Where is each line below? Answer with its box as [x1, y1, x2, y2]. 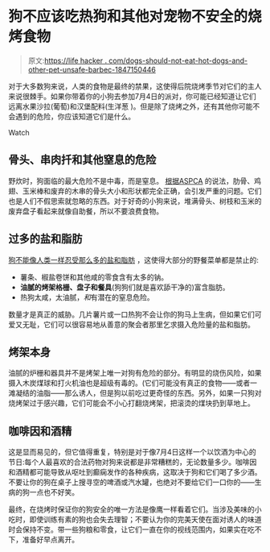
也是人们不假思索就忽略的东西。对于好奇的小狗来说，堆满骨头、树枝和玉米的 [8, 196, 262, 205]
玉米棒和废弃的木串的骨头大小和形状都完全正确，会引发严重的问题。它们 [22, 186, 262, 196]
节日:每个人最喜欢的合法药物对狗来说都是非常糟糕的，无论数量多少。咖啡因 [8, 457, 257, 467]
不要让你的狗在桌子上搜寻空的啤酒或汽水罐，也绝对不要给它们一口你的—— [8, 477, 255, 488]
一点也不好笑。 [29, 488, 79, 497]
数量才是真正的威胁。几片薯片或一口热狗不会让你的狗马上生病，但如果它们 [8, 309, 255, 319]
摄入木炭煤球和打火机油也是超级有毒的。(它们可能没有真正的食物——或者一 [8, 378, 258, 388]
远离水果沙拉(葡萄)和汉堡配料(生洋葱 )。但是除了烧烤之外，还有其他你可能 [8, 102, 253, 111]
